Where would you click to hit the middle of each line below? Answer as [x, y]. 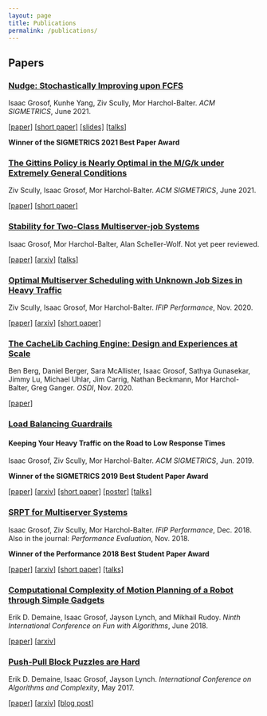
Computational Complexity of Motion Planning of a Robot [121, 590]
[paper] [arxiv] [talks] [43, 259]
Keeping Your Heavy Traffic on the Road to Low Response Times [117, 443]
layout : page [30, 16]
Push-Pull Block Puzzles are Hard [75, 662]
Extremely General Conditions [68, 172]
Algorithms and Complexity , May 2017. [71, 688]
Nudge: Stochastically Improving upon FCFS [96, 85]
